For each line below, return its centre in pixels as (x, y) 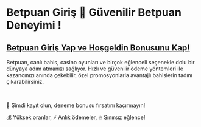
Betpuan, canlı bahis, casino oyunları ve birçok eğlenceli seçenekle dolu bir (100, 62)
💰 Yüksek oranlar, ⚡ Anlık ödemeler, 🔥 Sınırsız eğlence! (76, 117)
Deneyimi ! (34, 25)
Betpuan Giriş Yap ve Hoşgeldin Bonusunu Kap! (98, 48)
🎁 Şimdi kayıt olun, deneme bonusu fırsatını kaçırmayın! (76, 105)
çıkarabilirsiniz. (25, 82)
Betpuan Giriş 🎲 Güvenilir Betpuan (94, 12)
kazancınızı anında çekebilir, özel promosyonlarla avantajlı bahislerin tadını (100, 75)
